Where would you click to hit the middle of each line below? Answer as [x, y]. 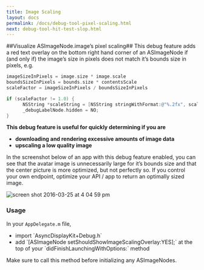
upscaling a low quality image [53, 146]
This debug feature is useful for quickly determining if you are [86, 127]
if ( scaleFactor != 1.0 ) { [40, 99]
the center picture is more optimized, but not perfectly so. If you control [96, 170]
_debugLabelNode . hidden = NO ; [60, 110]
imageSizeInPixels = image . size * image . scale [66, 76]
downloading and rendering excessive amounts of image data [95, 139]
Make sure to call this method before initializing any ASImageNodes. [92, 260]
